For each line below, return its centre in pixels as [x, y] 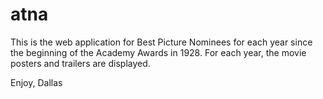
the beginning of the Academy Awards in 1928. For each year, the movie [158, 52]
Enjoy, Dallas [36, 82]
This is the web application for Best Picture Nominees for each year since [161, 42]
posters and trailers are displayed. [80, 63]
